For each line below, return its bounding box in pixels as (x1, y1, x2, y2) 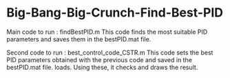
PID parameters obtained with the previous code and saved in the (6, 55, 192, 64)
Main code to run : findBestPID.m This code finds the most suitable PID (6, 28, 208, 36)
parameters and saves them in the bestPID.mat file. (6, 35, 151, 43)
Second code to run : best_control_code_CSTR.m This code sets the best (6, 48, 213, 57)
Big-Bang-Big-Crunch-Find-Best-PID (6, 5, 223, 21)
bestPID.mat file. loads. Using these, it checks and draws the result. (6, 63, 198, 71)
